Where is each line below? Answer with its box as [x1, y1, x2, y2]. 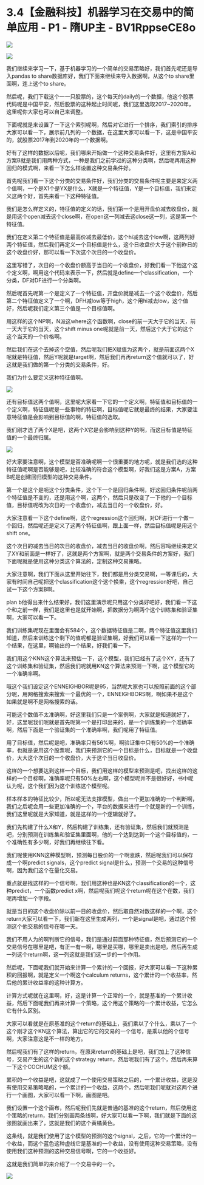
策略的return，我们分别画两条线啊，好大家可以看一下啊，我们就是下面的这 [11, 1112, 197, 1119]
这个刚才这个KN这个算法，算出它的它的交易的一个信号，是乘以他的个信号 [6, 1027, 189, 1034]
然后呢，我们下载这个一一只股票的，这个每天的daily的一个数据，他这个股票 [6, 92, 194, 100]
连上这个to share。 [22, 80, 70, 87]
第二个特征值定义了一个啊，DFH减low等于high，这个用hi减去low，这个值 [6, 297, 188, 304]
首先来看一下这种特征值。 [38, 192, 102, 199]
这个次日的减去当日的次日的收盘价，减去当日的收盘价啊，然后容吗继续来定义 [6, 542, 198, 550]
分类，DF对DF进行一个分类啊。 [6, 276, 84, 284]
